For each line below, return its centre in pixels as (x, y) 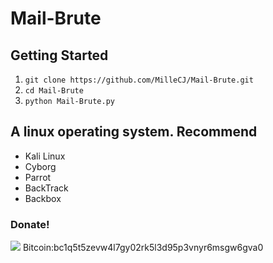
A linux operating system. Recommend (134, 132)
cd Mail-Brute (54, 91)
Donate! (30, 224)
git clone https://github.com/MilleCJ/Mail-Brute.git (139, 80)
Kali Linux (45, 156)
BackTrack (46, 188)
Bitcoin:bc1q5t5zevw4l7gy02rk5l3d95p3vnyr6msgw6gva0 (143, 248)
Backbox (43, 198)
